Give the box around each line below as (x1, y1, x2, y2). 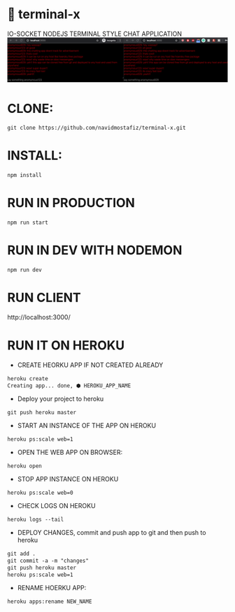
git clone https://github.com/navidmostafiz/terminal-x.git (7, 124, 187, 132)
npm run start (7, 219, 49, 227)
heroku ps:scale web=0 (7, 489, 73, 496)
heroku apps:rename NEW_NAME (7, 598, 92, 605)
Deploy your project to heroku (17, 394, 104, 403)
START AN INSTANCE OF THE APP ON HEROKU (17, 421, 156, 430)
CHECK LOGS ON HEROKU (17, 501, 96, 510)
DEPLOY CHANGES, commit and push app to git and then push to (17, 528, 206, 536)
